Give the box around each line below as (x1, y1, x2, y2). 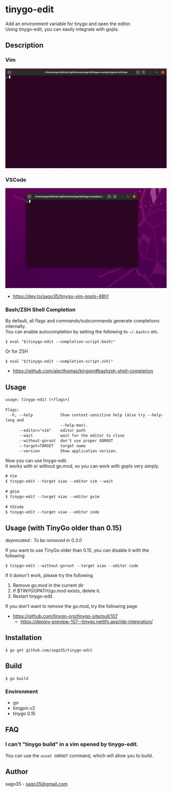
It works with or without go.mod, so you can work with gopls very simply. (5, 463, 160, 469)
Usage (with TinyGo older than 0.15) (5, 524, 122, 532)
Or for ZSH (5, 348, 28, 354)
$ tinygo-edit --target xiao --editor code (5, 510, 100, 515)
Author (5, 767, 28, 776)
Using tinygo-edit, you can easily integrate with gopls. (5, 26, 119, 32)
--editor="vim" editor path (18, 428, 86, 433)
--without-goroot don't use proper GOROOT (18, 438, 114, 443)
